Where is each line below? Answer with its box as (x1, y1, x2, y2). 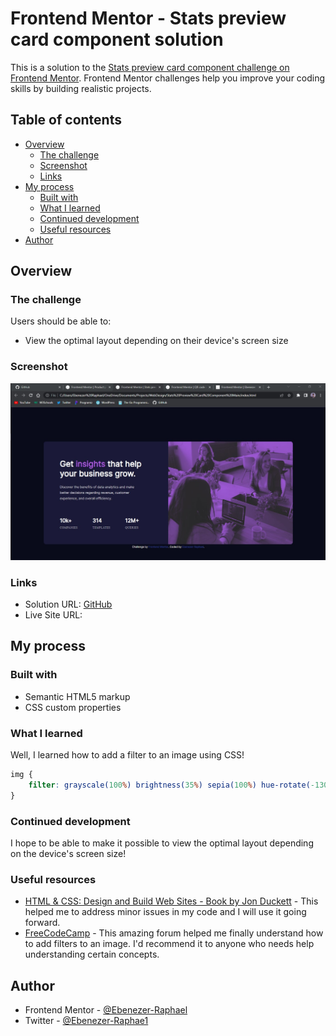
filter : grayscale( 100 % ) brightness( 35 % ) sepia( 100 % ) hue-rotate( (28, 780, 311, 790)
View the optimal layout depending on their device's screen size (24, 335, 289, 347)
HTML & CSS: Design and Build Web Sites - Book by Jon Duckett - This (24, 895, 319, 907)
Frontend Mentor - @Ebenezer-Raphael (24, 1004, 188, 1016)
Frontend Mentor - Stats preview (10, 7, 287, 30)
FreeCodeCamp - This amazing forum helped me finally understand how (24, 927, 324, 939)
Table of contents (10, 112, 122, 129)
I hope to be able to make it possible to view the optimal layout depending (10, 837, 314, 849)
